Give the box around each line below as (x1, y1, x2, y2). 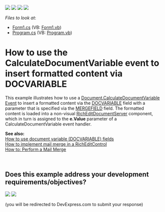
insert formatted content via (5, 68, 123, 79)
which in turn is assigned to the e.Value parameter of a (5, 116, 117, 122)
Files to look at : (5, 15, 36, 21)
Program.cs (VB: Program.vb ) (12, 30, 72, 36)
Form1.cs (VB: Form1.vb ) (12, 25, 62, 30)
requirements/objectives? (5, 178, 87, 186)
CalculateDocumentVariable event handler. (5, 121, 92, 127)
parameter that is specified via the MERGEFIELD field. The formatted (5, 105, 144, 111)
